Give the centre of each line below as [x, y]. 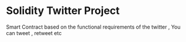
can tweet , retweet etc [34, 33]
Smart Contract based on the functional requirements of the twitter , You [93, 27]
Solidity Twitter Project [63, 11]
